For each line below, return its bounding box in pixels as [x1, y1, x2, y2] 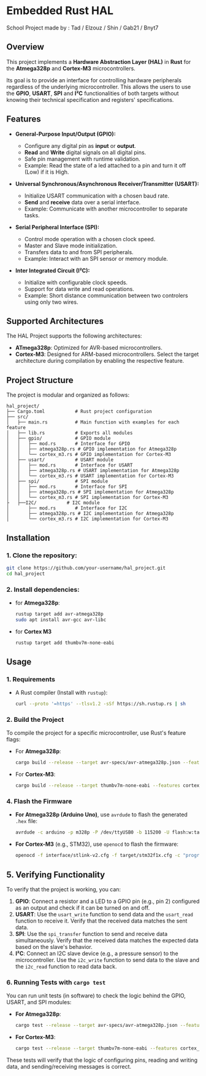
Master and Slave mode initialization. [24, 242, 118, 249]
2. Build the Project [6, 716, 64, 724]
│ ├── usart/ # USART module [6, 457, 114, 463]
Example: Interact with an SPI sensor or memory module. [24, 255, 169, 262]
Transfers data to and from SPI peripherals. [24, 248, 134, 255]
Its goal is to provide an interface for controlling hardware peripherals [6, 76, 182, 83]
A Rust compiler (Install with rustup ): [15, 689, 108, 697]
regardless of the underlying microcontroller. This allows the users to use [6, 83, 191, 90]
